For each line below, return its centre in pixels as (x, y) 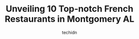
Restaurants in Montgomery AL (69, 19)
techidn (69, 32)
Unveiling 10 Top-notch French (69, 9)
